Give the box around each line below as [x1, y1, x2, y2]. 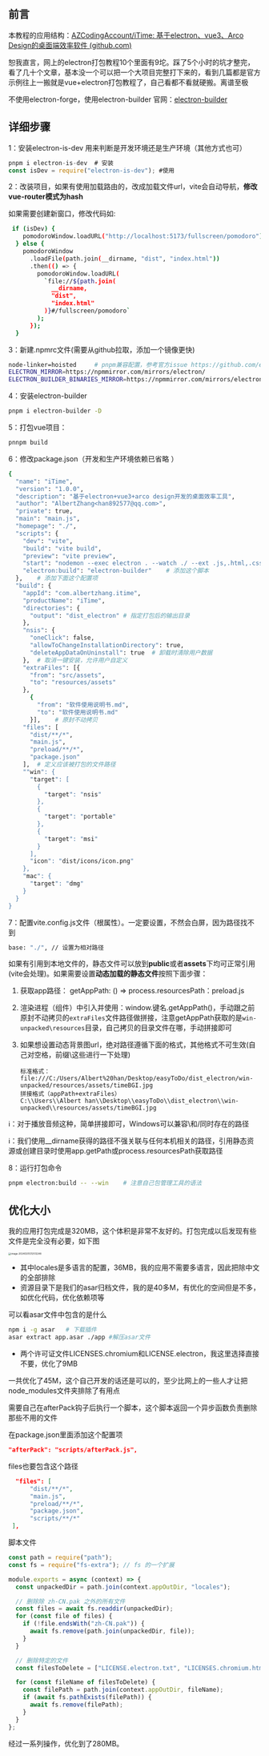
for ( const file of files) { [15, 1613, 113, 1621]
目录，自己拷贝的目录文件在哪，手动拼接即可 [84, 1023, 232, 1033]
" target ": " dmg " [29, 880, 84, 888]
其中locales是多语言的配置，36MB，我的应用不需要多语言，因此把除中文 [19, 1263, 260, 1272]
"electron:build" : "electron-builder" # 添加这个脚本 [22, 567, 210, 575]
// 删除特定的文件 [15, 1657, 69, 1665]
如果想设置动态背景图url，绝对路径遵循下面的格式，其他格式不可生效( [19, 1040, 250, 1049]
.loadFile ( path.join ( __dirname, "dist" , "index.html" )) [29, 255, 220, 263]
